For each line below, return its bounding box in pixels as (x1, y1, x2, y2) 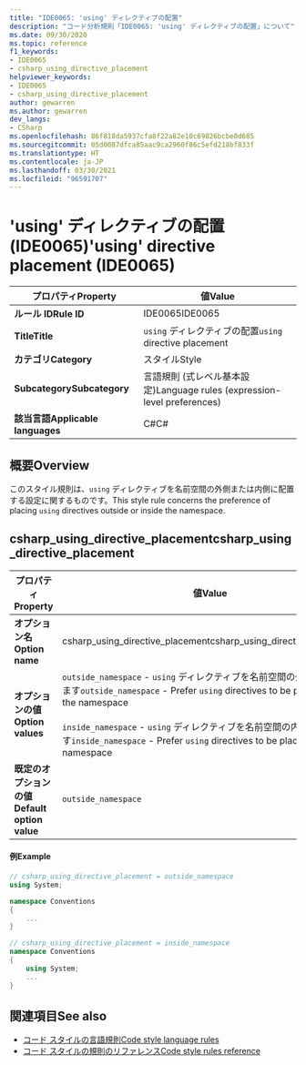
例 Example (9, 851, 52, 862)
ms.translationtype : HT (9, 148, 100, 157)
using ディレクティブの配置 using (143, 325, 283, 338)
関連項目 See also (9, 1008, 107, 1024)
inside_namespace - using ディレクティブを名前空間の (62, 720, 291, 733)
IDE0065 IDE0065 (143, 307, 220, 319)
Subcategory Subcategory (14, 382, 129, 395)
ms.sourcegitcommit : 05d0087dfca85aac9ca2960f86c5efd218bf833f (9, 140, 255, 149)
